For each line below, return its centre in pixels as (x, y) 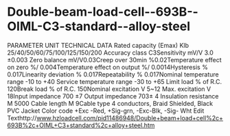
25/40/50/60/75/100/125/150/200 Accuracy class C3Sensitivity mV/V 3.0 (111, 53)
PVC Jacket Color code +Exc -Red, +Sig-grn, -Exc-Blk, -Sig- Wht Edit (106, 111)
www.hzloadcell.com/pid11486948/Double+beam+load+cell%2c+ (130, 118)
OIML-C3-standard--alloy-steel (99, 26)
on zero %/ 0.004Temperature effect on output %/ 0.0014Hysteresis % (107, 67)
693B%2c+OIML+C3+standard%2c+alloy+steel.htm (81, 125)
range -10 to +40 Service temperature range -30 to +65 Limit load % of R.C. (114, 81)
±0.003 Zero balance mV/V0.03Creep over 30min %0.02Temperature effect (114, 59)
